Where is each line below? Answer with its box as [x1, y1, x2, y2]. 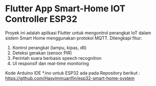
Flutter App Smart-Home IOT [5, 3, 126, 14]
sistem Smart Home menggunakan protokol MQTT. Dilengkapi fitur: [5, 35, 142, 41]
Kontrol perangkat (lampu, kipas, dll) [12, 44, 87, 50]
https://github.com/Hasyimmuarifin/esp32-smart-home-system [5, 75, 135, 81]
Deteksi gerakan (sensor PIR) [12, 50, 72, 56]
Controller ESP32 [5, 13, 78, 25]
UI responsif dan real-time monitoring [12, 60, 89, 66]
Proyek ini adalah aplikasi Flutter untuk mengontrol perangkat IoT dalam [5, 30, 152, 36]
